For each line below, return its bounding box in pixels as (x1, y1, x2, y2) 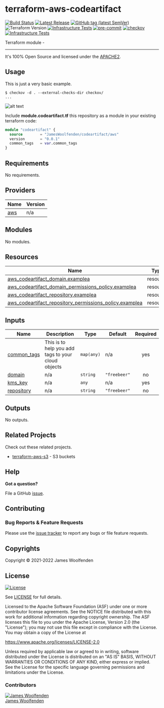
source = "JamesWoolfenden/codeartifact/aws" (9, 132, 119, 137)
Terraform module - (5, 39, 45, 45)
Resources (5, 253, 39, 261)
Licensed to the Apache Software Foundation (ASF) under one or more (5, 603, 147, 609)
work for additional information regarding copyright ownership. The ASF (5, 614, 150, 620)
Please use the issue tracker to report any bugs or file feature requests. (5, 530, 149, 536)
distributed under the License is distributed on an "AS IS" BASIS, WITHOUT (5, 654, 156, 660)
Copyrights (5, 544, 40, 553)
